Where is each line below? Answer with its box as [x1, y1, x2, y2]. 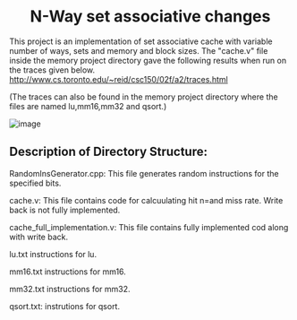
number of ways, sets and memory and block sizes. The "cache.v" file [9, 45, 268, 56]
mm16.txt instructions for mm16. [9, 266, 127, 277]
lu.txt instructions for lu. [9, 248, 97, 259]
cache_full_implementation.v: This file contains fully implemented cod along [9, 221, 289, 232]
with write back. [9, 231, 69, 242]
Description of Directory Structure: [9, 144, 208, 160]
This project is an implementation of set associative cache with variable [9, 36, 273, 47]
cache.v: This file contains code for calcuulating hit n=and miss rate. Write [9, 195, 284, 205]
